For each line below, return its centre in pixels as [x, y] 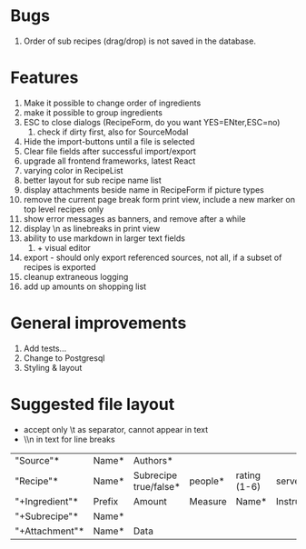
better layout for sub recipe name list [92, 180]
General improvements [99, 323]
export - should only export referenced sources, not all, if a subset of [153, 257]
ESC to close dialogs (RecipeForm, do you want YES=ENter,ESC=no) [152, 122]
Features [44, 78]
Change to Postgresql [64, 358]
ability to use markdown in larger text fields [104, 238]
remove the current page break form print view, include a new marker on [159, 199]
